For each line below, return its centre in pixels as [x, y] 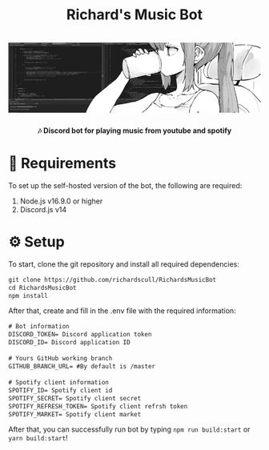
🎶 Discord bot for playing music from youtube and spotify [134, 131]
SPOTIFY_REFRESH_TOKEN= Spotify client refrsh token [98, 406]
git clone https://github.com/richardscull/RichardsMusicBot [112, 279]
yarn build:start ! [38, 437]
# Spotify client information [59, 382]
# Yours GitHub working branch [60, 358]
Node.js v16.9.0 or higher [61, 201]
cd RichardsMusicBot [43, 287]
